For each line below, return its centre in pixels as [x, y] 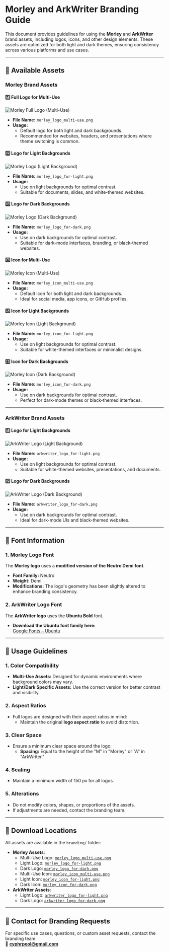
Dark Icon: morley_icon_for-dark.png [58, 885]
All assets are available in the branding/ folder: [53, 843]
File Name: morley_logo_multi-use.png [53, 120]
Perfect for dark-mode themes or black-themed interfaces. [81, 400]
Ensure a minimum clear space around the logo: [62, 746]
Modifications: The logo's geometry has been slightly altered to [79, 586]
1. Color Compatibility [32, 666]
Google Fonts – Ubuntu [36, 631]
